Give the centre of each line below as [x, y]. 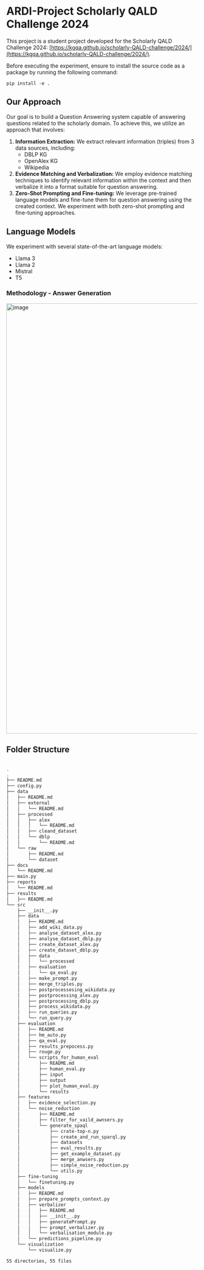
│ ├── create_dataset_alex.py [58, 944]
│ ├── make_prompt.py [47, 978]
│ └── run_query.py [44, 1018]
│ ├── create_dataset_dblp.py [58, 950]
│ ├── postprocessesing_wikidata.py [66, 990]
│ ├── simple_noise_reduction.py [73, 1165]
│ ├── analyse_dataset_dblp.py [59, 939]
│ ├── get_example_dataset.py [69, 1154]
